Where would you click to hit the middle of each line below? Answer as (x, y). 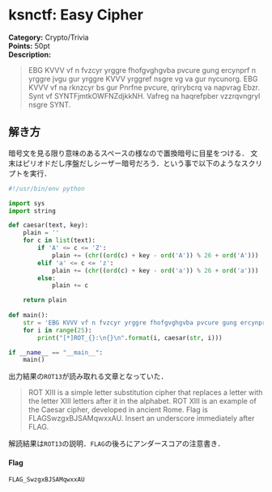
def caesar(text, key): (49, 225)
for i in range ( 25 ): (57, 330)
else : (47, 278)
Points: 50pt (29, 45)
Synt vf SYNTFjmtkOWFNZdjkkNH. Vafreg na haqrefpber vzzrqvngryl (144, 95)
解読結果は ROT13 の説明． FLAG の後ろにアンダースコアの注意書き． (117, 443)
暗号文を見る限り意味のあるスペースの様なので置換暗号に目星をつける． (129, 153)
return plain (45, 300)
